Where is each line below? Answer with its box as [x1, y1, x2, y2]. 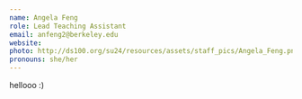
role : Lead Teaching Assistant [9, 22, 127, 31]
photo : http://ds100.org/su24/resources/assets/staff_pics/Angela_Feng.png [9, 47, 299, 56]
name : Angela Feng [9, 13, 78, 22]
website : [9, 38, 42, 48]
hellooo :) [9, 80, 45, 90]
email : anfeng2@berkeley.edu [9, 30, 119, 39]
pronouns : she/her [9, 55, 78, 64]
